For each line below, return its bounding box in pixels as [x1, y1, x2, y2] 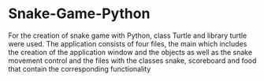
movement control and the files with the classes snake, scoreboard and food [8, 56, 257, 65]
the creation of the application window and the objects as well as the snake [8, 47, 253, 57]
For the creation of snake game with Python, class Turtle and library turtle [8, 31, 247, 40]
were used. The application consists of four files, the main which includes [8, 39, 247, 48]
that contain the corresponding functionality [8, 64, 151, 73]
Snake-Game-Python [8, 5, 151, 23]
